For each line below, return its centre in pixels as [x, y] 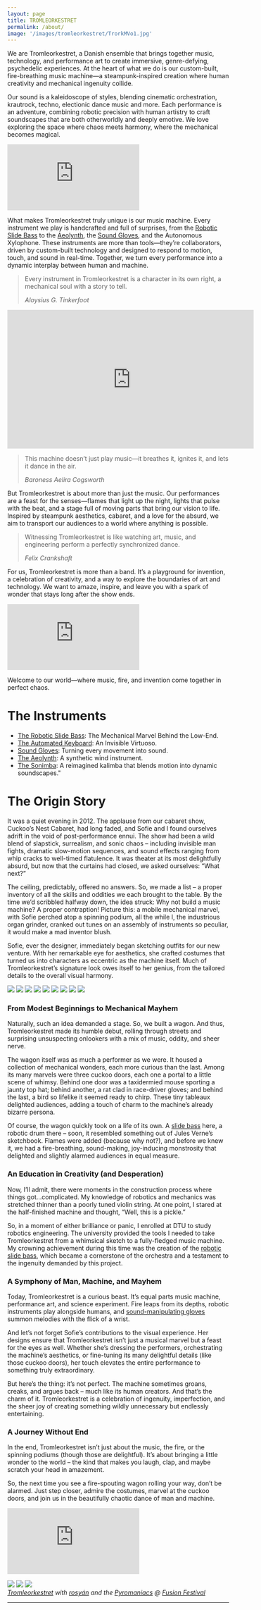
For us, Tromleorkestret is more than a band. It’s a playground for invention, [116, 572]
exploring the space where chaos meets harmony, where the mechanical [113, 127]
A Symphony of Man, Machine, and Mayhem [84, 1281]
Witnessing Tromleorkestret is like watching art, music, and [110, 537]
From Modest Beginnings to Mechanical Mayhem [93, 1008]
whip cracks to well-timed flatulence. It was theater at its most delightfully [114, 859]
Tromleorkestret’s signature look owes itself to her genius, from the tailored [116, 968]
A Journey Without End [48, 1432]
